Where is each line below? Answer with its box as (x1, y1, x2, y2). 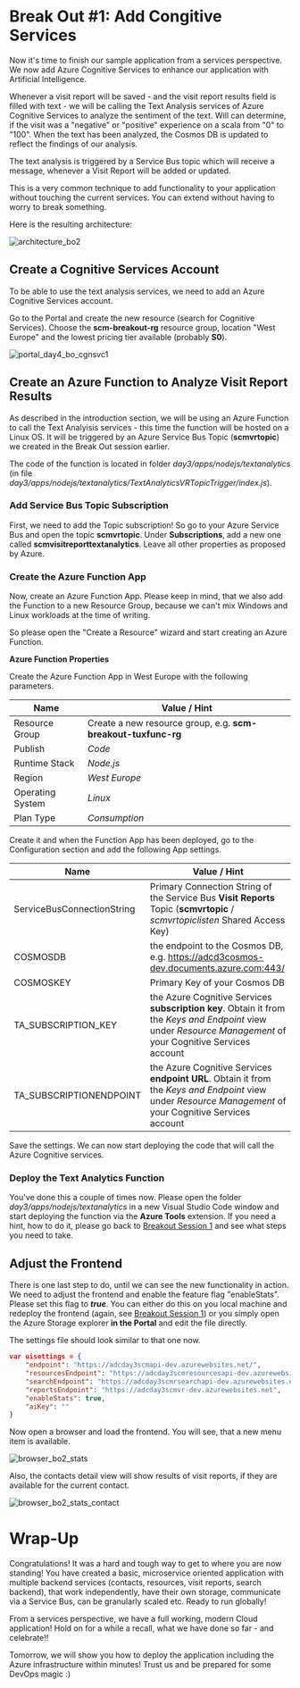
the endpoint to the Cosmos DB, (149, 940, 284, 952)
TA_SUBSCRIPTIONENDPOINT (13, 1090, 141, 1102)
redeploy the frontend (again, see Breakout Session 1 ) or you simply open (9, 1308, 279, 1319)
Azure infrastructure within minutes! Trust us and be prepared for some (9, 1659, 272, 1670)
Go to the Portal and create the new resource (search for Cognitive (9, 313, 255, 323)
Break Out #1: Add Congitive (9, 6, 223, 27)
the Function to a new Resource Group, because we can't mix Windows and (9, 600, 288, 611)
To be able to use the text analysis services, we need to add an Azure (9, 286, 265, 297)
